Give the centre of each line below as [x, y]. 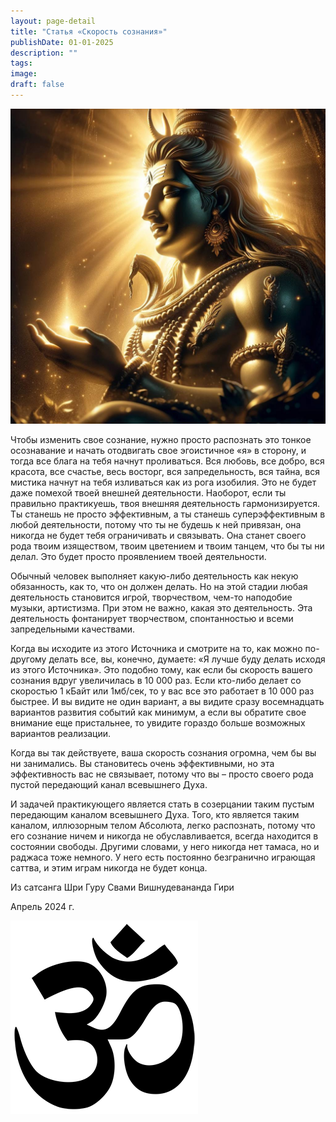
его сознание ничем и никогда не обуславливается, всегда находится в [164, 836]
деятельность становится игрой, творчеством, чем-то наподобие [151, 597]
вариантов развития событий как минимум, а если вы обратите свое [158, 712]
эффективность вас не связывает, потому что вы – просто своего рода [162, 774]
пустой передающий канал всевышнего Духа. [109, 784]
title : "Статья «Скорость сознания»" [89, 31]
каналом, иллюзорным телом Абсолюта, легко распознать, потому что [163, 825]
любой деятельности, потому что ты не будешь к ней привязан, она [156, 524]
